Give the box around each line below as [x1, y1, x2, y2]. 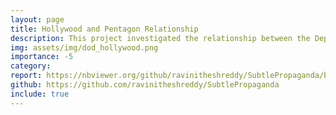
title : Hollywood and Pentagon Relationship [10, 24, 199, 34]
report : [10, 71, 43, 81]
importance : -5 [10, 52, 74, 62]
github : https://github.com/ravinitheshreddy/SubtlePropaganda [10, 80, 280, 90]
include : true [10, 89, 70, 99]
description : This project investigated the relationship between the [10, 33, 311, 43]
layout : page [10, 14, 65, 25]
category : [10, 61, 52, 71]
